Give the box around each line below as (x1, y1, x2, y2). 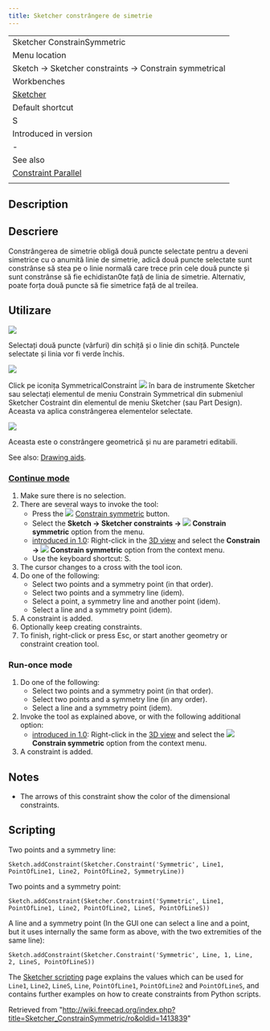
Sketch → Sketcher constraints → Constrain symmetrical (12, 62, 226, 73)
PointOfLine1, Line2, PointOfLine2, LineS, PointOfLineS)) (8, 904, 211, 912)
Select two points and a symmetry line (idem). (31, 588, 185, 597)
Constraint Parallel (12, 167, 82, 178)
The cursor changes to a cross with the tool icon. (19, 562, 183, 571)
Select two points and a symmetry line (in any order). (31, 695, 207, 704)
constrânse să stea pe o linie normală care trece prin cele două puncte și (8, 263, 250, 273)
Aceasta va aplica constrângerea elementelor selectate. (8, 406, 193, 415)
